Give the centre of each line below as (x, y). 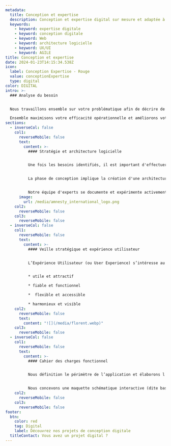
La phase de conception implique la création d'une (84, 179)
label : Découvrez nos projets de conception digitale (73, 431)
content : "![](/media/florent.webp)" (63, 323)
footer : (13, 412)
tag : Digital (28, 426)
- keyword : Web (31, 39)
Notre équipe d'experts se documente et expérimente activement (97, 192)
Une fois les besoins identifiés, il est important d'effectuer (97, 165)
